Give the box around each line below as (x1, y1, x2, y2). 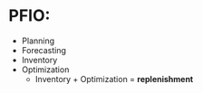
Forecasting (21, 44, 67, 55)
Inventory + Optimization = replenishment (34, 73, 194, 84)
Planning (21, 35, 55, 46)
